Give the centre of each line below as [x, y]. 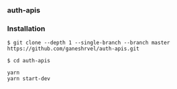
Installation [26, 28]
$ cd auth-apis [29, 61]
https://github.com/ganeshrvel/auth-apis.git [73, 49]
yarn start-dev [29, 79]
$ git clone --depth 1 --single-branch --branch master [88, 43]
